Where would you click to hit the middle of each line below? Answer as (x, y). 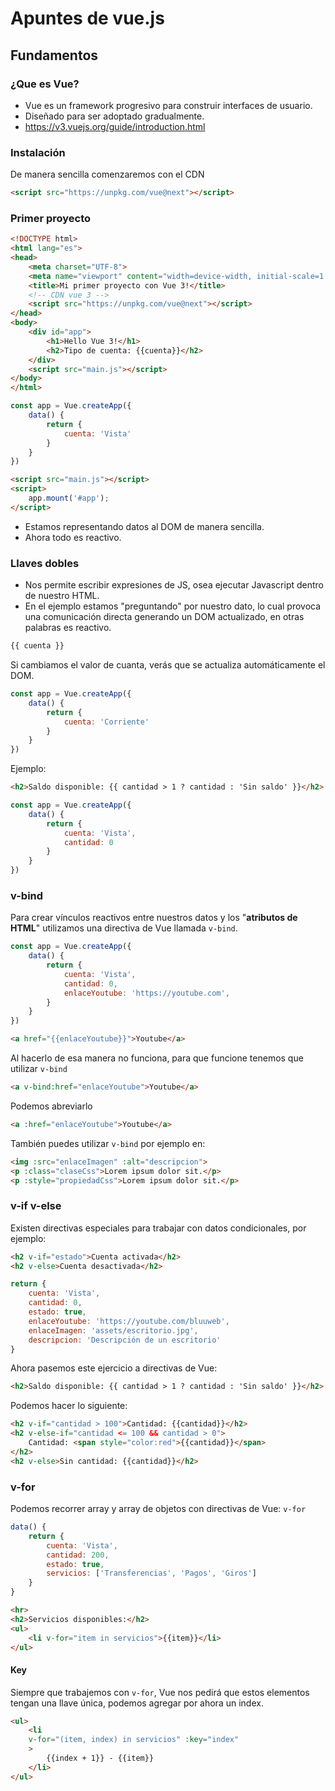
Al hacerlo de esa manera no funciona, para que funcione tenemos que (157, 1058)
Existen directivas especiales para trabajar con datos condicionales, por (158, 1228)
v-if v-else (36, 1206)
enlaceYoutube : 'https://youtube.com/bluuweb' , (129, 1321)
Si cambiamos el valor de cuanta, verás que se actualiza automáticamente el (168, 665)
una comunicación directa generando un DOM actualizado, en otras (164, 617)
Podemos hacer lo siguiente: (69, 1406)
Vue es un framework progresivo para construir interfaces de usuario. (168, 105)
